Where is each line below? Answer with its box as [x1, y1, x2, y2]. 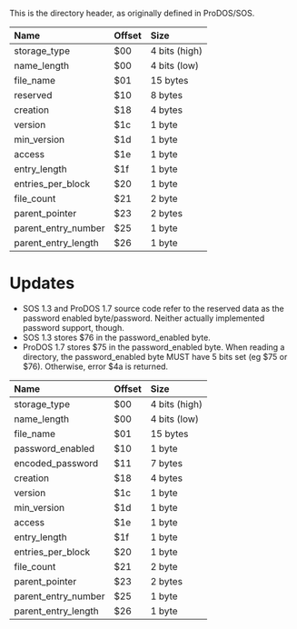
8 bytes [150, 89, 183, 101]
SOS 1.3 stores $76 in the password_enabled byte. [22, 332, 211, 343]
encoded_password [14, 456, 99, 469]
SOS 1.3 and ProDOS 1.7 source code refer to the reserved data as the [22, 303, 284, 314]
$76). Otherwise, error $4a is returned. [22, 361, 169, 372]
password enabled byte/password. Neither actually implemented [22, 313, 265, 324]
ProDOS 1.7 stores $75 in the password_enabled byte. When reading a [22, 341, 285, 353]
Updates [9, 273, 75, 294]
